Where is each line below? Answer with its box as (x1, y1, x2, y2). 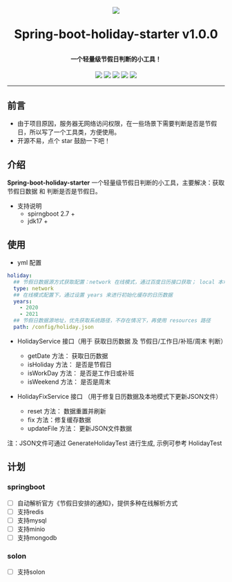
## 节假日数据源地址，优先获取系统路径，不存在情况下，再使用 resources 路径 (13, 317, 211, 324)
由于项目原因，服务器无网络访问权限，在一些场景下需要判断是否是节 (17, 120, 211, 128)
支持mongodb (17, 533, 57, 542)
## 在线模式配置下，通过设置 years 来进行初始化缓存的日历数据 (13, 291, 173, 299)
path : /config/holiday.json (13, 323, 95, 331)
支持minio (17, 525, 46, 533)
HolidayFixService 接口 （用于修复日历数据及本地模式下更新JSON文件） (17, 392, 222, 400)
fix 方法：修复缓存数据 (27, 415, 91, 424)
